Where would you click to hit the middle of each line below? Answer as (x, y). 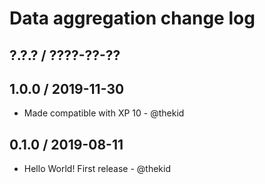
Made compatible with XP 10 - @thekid (104, 113)
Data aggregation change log (132, 18)
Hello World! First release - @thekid (97, 169)
